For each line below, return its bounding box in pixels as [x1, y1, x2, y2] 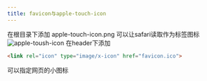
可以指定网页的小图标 [7, 66, 68, 74]
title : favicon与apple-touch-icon [7, 10, 107, 17]
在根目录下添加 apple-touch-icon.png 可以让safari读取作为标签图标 [7, 30, 200, 38]
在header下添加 [66, 39, 111, 47]
